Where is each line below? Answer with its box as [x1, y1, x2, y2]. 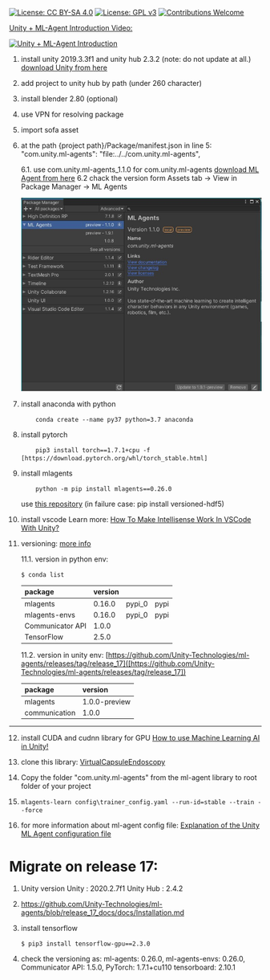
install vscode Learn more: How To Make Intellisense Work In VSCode [20, 514, 252, 524]
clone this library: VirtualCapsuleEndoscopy [20, 757, 166, 767]
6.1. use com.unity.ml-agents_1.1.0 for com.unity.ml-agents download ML [20, 165, 260, 174]
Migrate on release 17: [9, 857, 159, 876]
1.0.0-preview [82, 696, 131, 706]
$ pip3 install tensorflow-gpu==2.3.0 [20, 940, 151, 948]
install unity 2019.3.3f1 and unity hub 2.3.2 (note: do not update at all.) [20, 55, 252, 63]
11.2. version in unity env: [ [20, 650, 109, 659]
